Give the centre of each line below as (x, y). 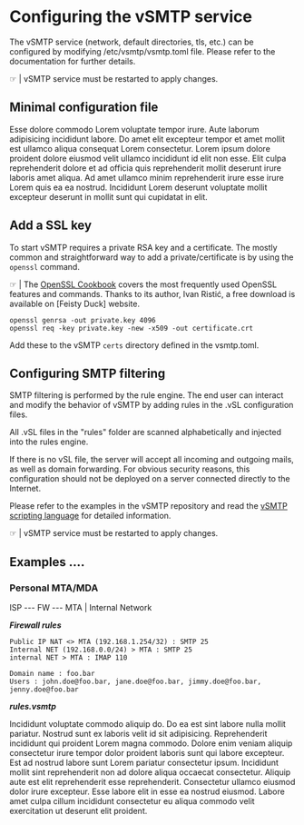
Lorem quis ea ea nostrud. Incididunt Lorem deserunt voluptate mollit (138, 187)
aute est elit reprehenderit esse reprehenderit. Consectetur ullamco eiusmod (152, 782)
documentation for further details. (73, 61)
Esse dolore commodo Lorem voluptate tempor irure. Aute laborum (135, 129)
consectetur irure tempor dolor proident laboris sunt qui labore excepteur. (147, 753)
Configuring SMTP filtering (88, 373)
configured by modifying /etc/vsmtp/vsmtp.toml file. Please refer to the (142, 51)
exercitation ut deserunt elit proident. (78, 811)
